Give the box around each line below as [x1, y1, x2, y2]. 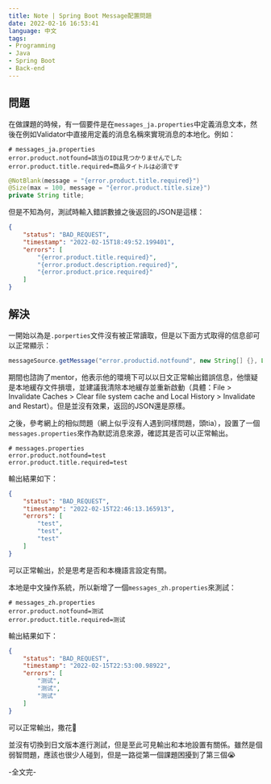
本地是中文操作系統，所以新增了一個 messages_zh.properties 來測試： [8, 582, 236, 592]
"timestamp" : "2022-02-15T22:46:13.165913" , [23, 505, 175, 513]
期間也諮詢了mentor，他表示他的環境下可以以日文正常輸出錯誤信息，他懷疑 [8, 372, 258, 382]
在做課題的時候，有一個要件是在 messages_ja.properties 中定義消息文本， [8, 119, 251, 129]
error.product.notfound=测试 [8, 607, 104, 615]
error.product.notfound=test [8, 451, 106, 460]
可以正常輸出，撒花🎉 [8, 723, 77, 732]
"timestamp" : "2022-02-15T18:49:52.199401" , [23, 238, 175, 246]
